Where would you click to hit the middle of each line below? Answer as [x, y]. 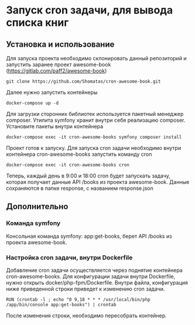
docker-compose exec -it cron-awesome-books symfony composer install [94, 137]
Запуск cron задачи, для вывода [90, 10]
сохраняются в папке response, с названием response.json [80, 188]
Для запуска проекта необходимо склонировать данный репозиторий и [96, 58]
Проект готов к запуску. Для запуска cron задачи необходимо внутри [94, 148]
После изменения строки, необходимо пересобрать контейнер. [86, 315]
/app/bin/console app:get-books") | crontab [61, 305]
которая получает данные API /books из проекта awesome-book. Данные [98, 182]
